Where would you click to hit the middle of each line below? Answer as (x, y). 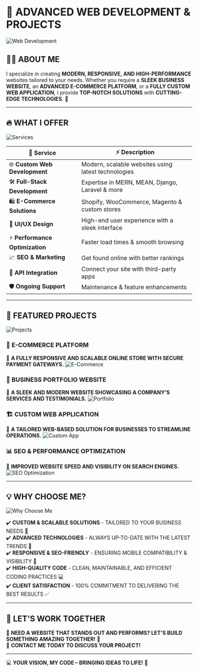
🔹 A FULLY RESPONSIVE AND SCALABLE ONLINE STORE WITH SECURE (95, 358)
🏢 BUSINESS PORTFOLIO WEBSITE (56, 379)
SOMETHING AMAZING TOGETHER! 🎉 (53, 639)
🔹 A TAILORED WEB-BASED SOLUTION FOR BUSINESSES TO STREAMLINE (98, 430)
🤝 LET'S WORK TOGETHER (56, 619)
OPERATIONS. (24, 435)
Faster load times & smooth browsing (133, 242)
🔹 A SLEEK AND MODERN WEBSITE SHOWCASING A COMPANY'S (88, 392)
